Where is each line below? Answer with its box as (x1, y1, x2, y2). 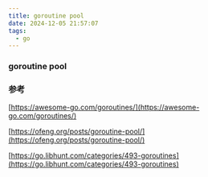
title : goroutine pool (8, 11, 84, 20)
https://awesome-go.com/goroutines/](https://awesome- (10, 102, 200, 113)
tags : (8, 27, 27, 35)
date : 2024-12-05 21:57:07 (8, 19, 99, 27)
